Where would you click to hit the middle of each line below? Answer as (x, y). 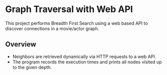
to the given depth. (32, 67)
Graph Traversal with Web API (69, 9)
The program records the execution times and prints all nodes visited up (87, 62)
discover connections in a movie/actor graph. (52, 28)
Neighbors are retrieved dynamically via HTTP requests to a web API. (84, 56)
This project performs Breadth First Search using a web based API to (77, 23)
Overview (21, 45)
